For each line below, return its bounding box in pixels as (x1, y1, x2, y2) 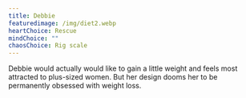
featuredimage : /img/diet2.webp (8, 19, 116, 27)
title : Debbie (8, 11, 56, 20)
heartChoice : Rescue (8, 27, 78, 35)
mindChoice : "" (8, 34, 59, 43)
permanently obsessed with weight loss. (8, 81, 142, 91)
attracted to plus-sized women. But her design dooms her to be (8, 72, 218, 82)
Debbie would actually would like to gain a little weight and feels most (8, 63, 238, 73)
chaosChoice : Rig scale (8, 42, 88, 50)
